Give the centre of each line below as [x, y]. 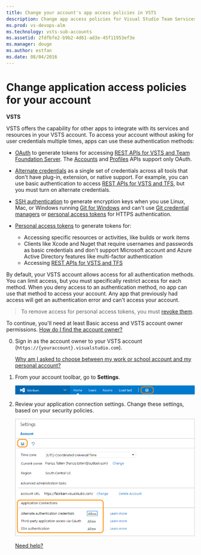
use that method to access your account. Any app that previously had [92, 293]
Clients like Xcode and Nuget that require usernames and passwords [108, 243]
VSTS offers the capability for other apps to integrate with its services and [98, 128]
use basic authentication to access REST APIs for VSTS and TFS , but [100, 183]
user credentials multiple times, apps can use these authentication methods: [100, 141]
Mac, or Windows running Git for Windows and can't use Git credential [102, 207]
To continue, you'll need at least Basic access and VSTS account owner [95, 323]
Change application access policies [96, 87]
